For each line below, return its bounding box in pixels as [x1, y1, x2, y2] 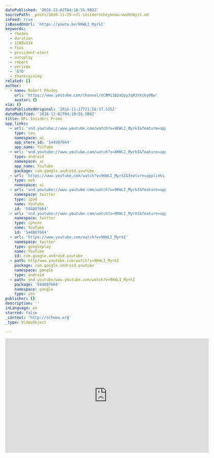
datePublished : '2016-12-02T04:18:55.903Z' [5, 7, 99, 13]
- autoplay [10, 54, 33, 60]
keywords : [5, 26, 26, 32]
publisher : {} [5, 296, 36, 301]
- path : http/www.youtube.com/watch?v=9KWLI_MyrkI [10, 258, 119, 264]
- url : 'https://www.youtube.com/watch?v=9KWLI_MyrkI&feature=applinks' [10, 173, 167, 178]
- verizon [10, 64, 30, 69]
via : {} [5, 102, 22, 107]
